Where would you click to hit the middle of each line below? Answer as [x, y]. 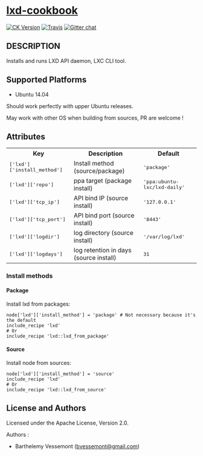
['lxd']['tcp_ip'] [35, 202]
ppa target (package [102, 181]
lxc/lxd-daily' [164, 188]
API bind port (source [104, 216]
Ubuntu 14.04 [32, 94]
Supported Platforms [47, 80]
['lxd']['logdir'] [35, 236]
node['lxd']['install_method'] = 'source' [60, 374]
